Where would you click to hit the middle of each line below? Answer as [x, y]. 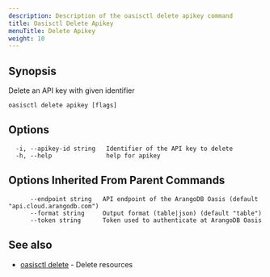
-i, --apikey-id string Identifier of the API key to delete [124, 149]
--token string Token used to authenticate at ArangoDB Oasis [146, 220]
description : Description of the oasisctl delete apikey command [120, 16]
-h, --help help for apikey [88, 155]
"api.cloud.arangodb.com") [54, 206]
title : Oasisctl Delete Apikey [61, 23]
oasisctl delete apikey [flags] [63, 106]
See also [30, 245]
